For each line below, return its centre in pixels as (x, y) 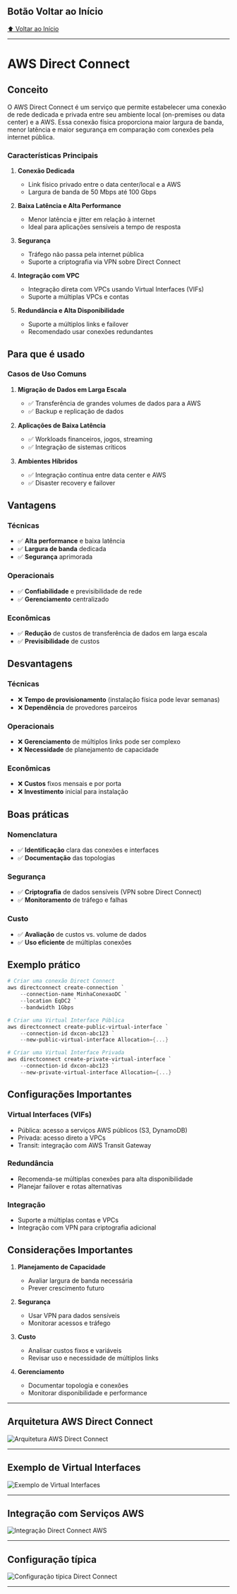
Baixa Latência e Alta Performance (69, 206)
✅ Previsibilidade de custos (59, 641)
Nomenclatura (32, 834)
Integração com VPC (48, 276)
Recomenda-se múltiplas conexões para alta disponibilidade (105, 1179)
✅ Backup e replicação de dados (76, 411)
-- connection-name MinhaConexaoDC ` (74, 994)
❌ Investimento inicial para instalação (73, 792)
